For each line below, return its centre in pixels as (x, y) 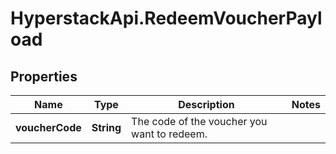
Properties (44, 76)
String (106, 127)
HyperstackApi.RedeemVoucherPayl (166, 18)
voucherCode (48, 127)
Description (206, 104)
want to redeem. (169, 134)
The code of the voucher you (199, 121)
